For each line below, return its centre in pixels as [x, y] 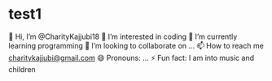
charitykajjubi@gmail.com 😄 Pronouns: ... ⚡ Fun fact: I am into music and [132, 58]
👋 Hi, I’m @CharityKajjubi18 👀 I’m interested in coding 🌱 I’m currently [123, 36]
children [22, 69]
